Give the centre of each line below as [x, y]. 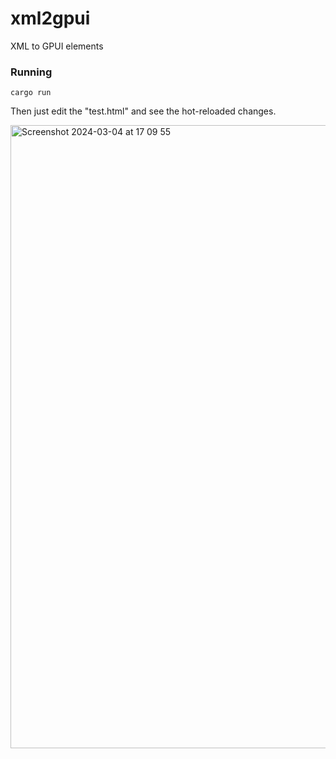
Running [31, 72]
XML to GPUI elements [57, 46]
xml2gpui [50, 18]
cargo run [31, 93]
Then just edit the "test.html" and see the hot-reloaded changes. [143, 111]
